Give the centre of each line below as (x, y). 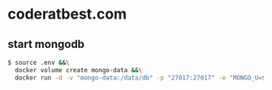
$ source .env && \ (39, 62)
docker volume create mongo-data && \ (79, 70)
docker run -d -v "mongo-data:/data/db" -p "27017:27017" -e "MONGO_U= (139, 78)
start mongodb (46, 44)
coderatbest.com (67, 14)
